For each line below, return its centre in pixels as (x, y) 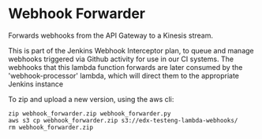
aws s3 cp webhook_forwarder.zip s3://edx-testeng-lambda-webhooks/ (123, 120)
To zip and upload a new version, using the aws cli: (91, 99)
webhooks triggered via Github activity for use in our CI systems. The (121, 59)
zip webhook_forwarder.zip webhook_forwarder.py (90, 113)
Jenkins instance (36, 84)
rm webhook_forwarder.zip (51, 127)
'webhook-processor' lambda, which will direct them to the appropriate (124, 75)
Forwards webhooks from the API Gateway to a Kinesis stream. (111, 35)
